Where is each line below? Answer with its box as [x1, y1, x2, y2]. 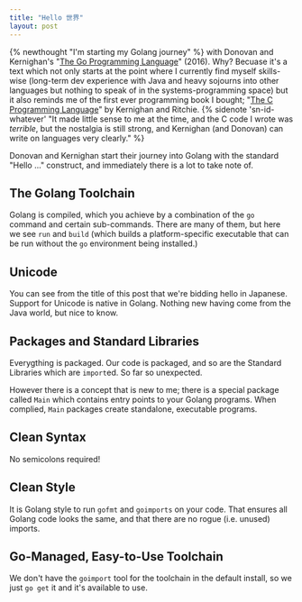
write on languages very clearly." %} [9, 132, 145, 143]
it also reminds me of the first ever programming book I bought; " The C [9, 94, 273, 105]
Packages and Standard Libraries [9, 333, 200, 349]
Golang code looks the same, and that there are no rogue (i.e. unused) [9, 513, 270, 524]
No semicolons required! [9, 453, 101, 464]
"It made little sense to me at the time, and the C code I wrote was [48, 114, 294, 124]
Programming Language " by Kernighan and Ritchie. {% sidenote [9, 104, 248, 114]
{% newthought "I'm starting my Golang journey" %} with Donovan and [9, 46, 274, 57]
